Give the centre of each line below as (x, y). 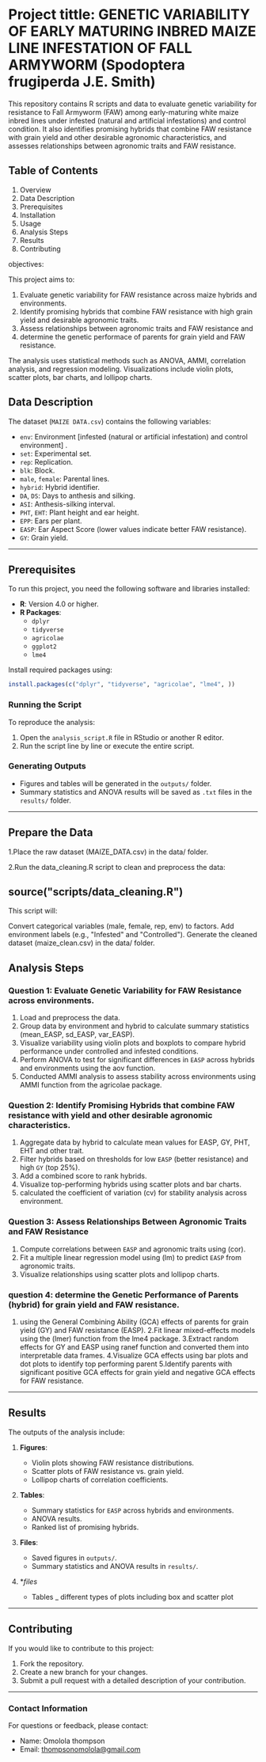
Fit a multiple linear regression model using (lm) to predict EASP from (130, 1257)
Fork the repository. (52, 1663)
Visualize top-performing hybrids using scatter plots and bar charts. (130, 1184)
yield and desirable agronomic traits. (79, 320)
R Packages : (40, 613)
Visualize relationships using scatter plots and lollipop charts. (120, 1274)
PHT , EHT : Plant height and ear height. (80, 512)
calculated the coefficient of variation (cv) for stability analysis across (133, 1193)
